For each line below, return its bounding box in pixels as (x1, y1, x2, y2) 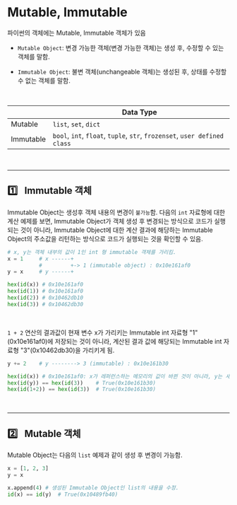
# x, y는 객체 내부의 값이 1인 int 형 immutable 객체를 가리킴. (7, 248, 176, 255)
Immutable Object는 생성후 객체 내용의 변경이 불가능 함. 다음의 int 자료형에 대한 (7, 208, 226, 216)
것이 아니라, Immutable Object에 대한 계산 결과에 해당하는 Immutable (20, 226, 213, 234)
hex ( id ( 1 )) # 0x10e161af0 (7, 288, 83, 295)
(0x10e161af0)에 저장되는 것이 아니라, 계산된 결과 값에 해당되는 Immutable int (7, 337, 222, 345)
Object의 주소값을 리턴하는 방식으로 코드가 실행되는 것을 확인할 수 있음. (7, 234, 203, 243)
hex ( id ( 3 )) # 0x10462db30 (7, 301, 83, 308)
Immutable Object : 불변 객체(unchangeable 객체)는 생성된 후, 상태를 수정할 (17, 67, 227, 76)
